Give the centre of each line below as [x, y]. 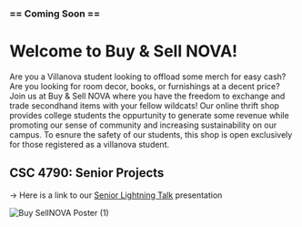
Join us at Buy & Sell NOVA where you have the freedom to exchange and [147, 96]
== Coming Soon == [55, 14]
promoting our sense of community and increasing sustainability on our [143, 125]
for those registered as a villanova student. [90, 144]
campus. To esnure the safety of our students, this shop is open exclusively [151, 134]
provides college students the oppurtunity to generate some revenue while [149, 115]
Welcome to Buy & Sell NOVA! [124, 52]
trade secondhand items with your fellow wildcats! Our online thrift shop [145, 105]
